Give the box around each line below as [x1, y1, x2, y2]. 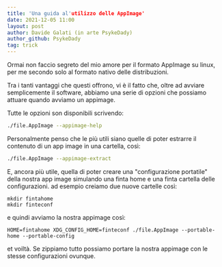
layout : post [7, 23, 44, 29]
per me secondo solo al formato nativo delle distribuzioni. [7, 68, 169, 76]
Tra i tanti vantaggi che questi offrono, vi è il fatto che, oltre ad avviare [7, 81, 205, 89]
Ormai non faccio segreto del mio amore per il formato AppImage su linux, [7, 61, 216, 68]
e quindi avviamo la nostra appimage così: [7, 213, 126, 221]
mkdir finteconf [7, 201, 53, 208]
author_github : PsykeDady [7, 36, 81, 42]
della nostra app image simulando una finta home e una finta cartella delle [7, 175, 215, 183]
